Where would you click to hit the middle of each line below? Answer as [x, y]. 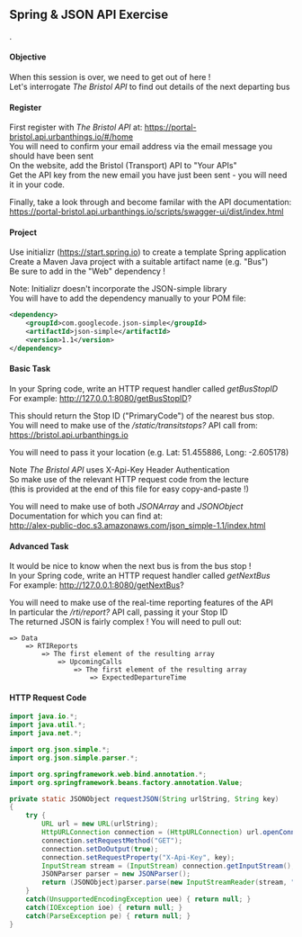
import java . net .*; [46, 734]
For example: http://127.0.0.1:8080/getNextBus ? [97, 585]
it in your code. [37, 185]
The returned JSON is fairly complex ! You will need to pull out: [126, 622]
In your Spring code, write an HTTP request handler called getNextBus [140, 576]
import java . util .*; [48, 725]
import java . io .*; [44, 716]
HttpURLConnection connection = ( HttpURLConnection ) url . [152, 833]
